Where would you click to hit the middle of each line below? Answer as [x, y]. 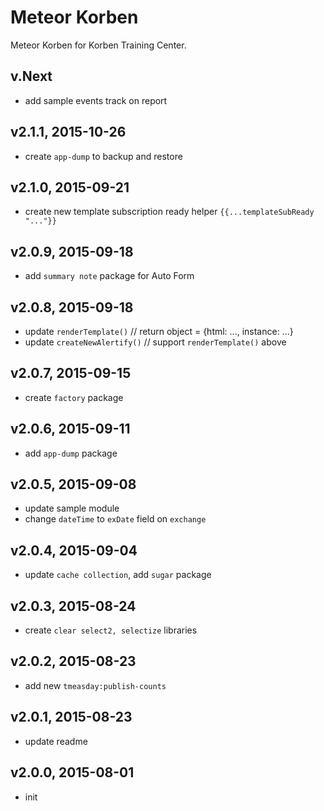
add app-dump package [71, 453]
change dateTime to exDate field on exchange [115, 519]
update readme [56, 741]
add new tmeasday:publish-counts [95, 685]
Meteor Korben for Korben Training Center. [98, 45]
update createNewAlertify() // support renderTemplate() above [155, 342]
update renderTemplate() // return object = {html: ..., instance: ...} [159, 331]
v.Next [31, 76]
